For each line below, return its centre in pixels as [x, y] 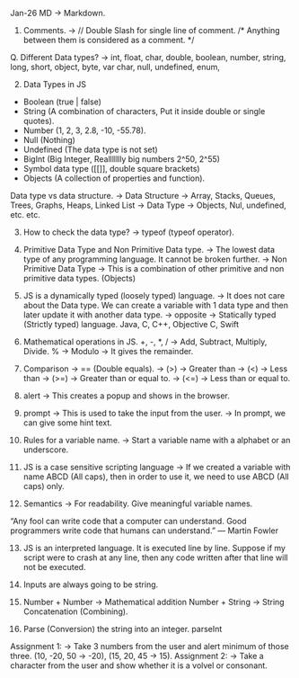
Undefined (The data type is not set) [90, 149]
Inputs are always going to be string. [91, 584]
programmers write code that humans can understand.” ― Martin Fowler [145, 531]
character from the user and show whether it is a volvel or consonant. [139, 665]
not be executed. [54, 567]
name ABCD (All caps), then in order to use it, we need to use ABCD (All [156, 477]
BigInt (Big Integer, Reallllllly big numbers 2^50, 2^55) [122, 159]
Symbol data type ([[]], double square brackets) [111, 169]
